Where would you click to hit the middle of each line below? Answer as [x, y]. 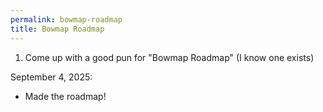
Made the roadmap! [65, 96]
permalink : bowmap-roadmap [66, 19]
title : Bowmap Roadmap [57, 29]
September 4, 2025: [51, 77]
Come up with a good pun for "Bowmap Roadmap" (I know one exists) [169, 57]
